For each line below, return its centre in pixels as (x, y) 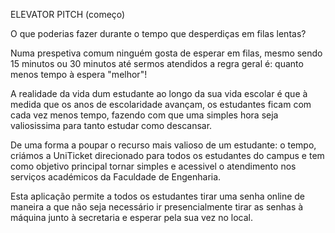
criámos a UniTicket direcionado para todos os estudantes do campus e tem (167, 155)
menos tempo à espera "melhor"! (79, 74)
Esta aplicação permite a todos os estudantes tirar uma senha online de (158, 196)
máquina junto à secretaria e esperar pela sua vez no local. (131, 217)
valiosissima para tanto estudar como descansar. (111, 125)
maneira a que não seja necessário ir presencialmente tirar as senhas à (157, 207)
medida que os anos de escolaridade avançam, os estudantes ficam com (161, 104)
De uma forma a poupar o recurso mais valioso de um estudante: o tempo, (163, 145)
